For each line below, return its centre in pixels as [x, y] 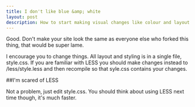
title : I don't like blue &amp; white [53, 11]
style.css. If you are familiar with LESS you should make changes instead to [97, 63]
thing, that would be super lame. [45, 45]
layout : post [22, 17]
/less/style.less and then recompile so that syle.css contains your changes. [97, 69]
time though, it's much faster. [42, 98]
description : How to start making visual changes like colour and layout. [99, 22]
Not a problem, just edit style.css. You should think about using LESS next [95, 92]
